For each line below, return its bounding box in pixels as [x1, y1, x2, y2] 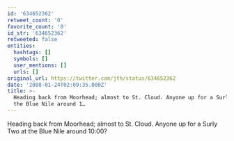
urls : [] [13, 68, 39, 75]
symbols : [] [13, 56, 49, 63]
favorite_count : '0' [7, 23, 68, 30]
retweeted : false [7, 36, 58, 43]
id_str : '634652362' [7, 29, 68, 37]
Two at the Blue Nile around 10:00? [7, 126, 108, 135]
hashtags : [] [13, 49, 52, 56]
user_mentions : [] [13, 62, 68, 69]
